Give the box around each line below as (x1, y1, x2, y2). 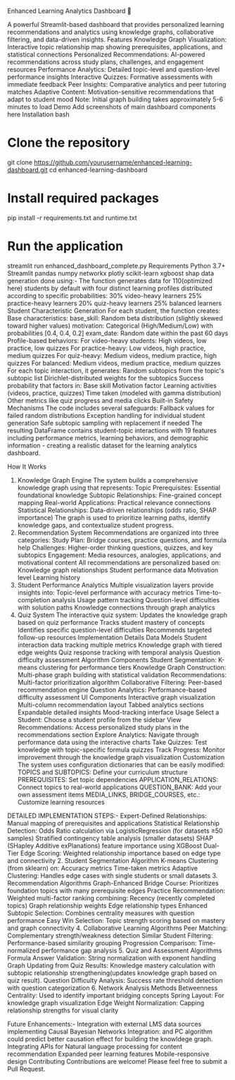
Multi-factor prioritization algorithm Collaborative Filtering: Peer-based (17, 678, 222, 686)
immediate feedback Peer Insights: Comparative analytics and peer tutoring (7, 80, 227, 88)
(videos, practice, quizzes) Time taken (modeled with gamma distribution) (7, 388, 222, 397)
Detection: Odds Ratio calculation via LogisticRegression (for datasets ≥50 (7, 826, 223, 835)
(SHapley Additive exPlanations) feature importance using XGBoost (7, 841, 202, 850)
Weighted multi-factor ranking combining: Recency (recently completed (7, 893, 215, 902)
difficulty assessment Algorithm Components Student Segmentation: (17, 655, 217, 664)
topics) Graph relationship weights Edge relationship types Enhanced (7, 901, 208, 910)
